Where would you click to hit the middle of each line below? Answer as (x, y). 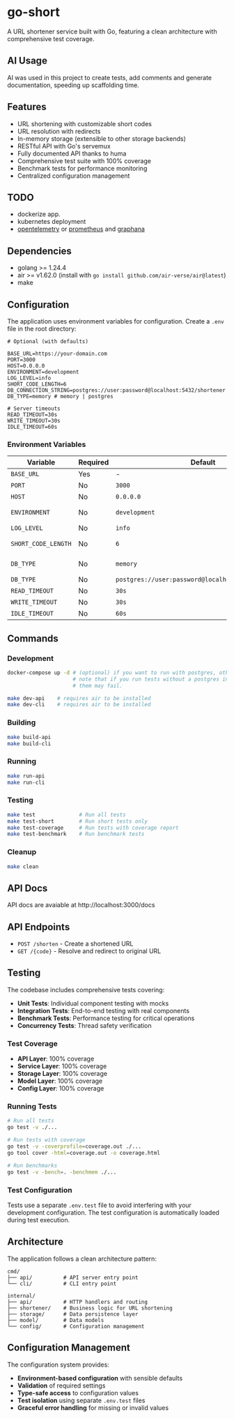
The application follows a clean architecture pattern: (82, 1259)
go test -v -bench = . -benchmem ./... (62, 1172)
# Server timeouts (34, 409)
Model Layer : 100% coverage (60, 1081)
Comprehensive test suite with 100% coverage (84, 160)
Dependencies (39, 251)
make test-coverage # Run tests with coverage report (93, 828)
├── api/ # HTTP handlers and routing (78, 1302)
